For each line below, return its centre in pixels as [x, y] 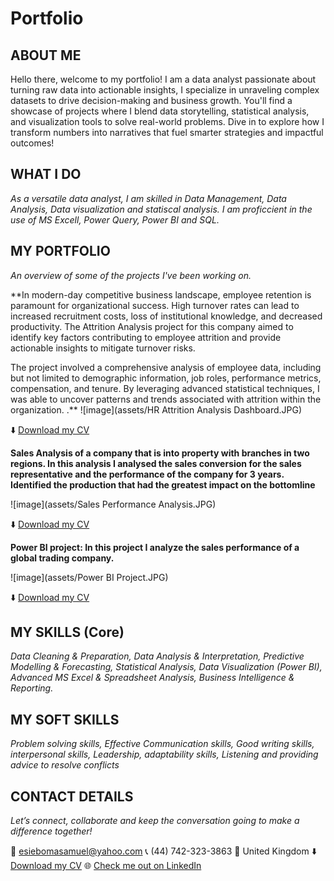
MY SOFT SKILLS [65, 719]
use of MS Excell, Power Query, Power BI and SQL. [115, 219]
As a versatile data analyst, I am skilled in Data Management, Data [148, 198]
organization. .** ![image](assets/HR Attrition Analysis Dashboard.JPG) [156, 409]
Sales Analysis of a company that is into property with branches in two [160, 453]
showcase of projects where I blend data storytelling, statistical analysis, [160, 111]
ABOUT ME [46, 55]
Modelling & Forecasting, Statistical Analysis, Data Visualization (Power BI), [166, 667]
